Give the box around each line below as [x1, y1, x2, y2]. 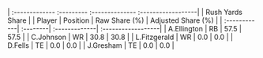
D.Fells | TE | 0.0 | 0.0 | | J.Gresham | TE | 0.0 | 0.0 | [7, 41, 175, 50]
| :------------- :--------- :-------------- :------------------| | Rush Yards [7, 8, 242, 16]
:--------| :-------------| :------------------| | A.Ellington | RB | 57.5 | [21, 24, 242, 33]
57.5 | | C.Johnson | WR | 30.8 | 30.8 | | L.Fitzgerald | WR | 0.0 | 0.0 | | [7, 32, 234, 42]
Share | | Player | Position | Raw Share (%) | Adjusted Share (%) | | [7, 16, 223, 25]
